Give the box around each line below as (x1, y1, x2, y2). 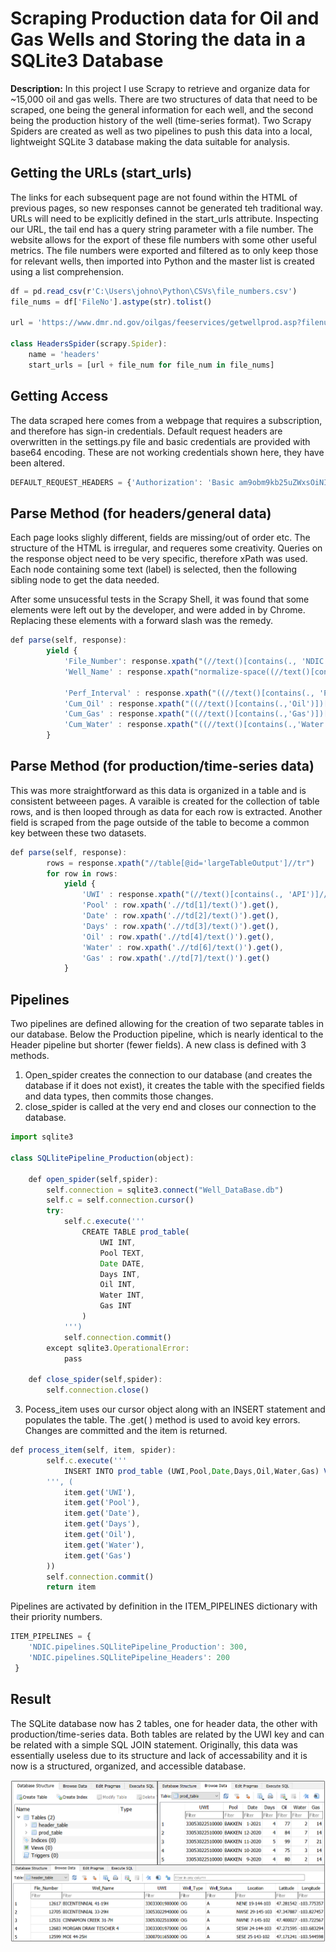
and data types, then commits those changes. (24, 1090, 214, 1102)
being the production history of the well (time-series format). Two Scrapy (10, 114, 312, 126)
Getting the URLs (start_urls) (10, 165, 193, 182)
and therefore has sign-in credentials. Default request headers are (10, 425, 283, 437)
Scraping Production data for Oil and (10, 7, 320, 30)
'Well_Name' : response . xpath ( (63, 667, 195, 677)
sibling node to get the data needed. (10, 574, 160, 586)
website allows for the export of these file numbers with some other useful (10, 233, 317, 246)
